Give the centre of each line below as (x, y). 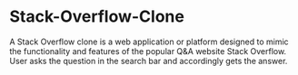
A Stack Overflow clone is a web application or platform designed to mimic (149, 42)
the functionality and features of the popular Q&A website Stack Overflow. (148, 51)
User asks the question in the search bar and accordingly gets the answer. (149, 61)
